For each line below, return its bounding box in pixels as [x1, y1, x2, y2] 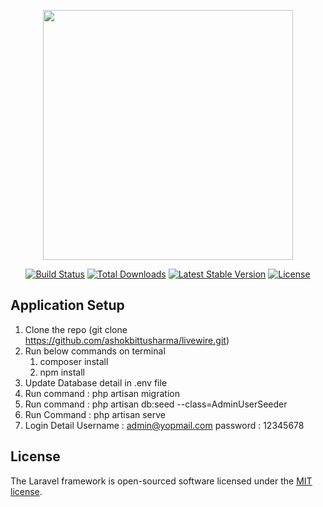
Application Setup [10, 297, 125, 314]
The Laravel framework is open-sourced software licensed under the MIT [10, 475, 313, 487]
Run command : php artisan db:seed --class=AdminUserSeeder [24, 398, 288, 410]
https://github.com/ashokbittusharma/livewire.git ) [24, 334, 230, 346]
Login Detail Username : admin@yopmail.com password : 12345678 [24, 419, 305, 431]
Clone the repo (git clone [24, 323, 128, 335]
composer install [39, 355, 109, 367]
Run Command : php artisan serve [24, 408, 166, 420]
